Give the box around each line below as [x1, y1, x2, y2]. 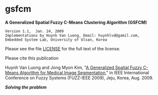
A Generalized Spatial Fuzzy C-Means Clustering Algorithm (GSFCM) [5, 19, 147, 25]
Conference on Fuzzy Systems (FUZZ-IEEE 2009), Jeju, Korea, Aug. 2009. [5, 75, 154, 80]
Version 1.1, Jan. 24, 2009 [5, 29, 64, 33]
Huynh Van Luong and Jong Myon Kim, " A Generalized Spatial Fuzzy [5, 64, 142, 70]
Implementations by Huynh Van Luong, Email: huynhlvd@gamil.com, [5, 33, 140, 38]
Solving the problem [5, 84, 47, 90]
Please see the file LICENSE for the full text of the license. [5, 46, 121, 51]
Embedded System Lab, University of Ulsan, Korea [5, 37, 108, 42]
